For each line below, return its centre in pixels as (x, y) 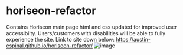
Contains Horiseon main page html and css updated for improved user (91, 27)
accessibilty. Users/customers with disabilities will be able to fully (86, 33)
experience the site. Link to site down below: (61, 39)
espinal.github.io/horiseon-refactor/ (50, 46)
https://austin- (133, 39)
